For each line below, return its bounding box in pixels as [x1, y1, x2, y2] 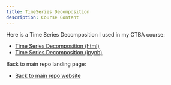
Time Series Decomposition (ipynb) [14, 48, 103, 56]
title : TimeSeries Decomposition [6, 8, 90, 15]
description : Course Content [6, 14, 79, 20]
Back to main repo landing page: [6, 60, 86, 68]
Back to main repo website [14, 72, 81, 79]
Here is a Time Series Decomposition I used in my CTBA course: [6, 31, 165, 38]
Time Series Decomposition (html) [14, 42, 100, 50]
